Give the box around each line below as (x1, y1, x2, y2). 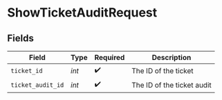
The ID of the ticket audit (131, 80, 212, 90)
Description (151, 53, 192, 62)
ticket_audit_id (10, 81, 64, 89)
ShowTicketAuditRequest (7, 5, 158, 21)
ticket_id (10, 67, 43, 74)
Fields (7, 32, 35, 44)
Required (94, 53, 125, 62)
